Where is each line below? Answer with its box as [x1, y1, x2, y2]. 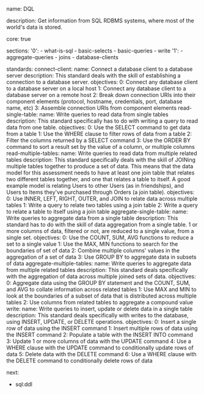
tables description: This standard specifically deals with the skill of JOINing [6, 156, 195, 163]
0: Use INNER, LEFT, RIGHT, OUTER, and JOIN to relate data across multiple [6, 195, 198, 202]
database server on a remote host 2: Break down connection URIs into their [6, 91, 196, 98]
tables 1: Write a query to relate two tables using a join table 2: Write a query [6, 201, 199, 209]
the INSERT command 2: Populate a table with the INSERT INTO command [6, 331, 194, 338]
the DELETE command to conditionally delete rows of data [6, 357, 153, 364]
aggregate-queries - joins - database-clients [6, 54, 119, 60]
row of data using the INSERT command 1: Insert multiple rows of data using [6, 324, 198, 332]
